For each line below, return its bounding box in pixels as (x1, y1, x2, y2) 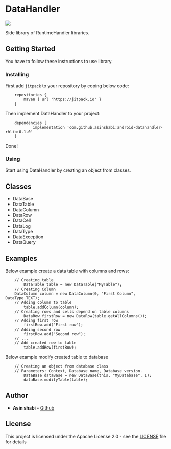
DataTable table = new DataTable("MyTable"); (23, 282, 123, 287)
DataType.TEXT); (5, 295, 40, 300)
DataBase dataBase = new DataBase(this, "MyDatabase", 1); (23, 373, 152, 378)
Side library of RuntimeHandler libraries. (5, 29, 90, 36)
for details (5, 439, 27, 445)
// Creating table (14, 277, 54, 282)
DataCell (12, 217, 31, 223)
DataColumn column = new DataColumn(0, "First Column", (14, 291, 136, 296)
